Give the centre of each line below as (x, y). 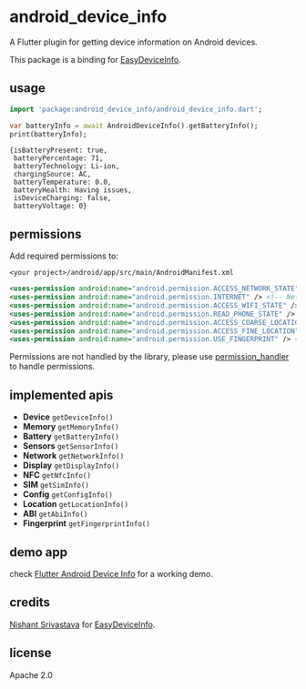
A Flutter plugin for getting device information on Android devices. (133, 42)
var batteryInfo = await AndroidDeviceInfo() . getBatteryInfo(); (134, 126)
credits (30, 603)
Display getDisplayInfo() (71, 465)
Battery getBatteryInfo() (71, 436)
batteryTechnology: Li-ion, (66, 167)
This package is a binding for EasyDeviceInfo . (95, 59)
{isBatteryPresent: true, (58, 151)
